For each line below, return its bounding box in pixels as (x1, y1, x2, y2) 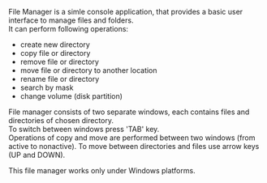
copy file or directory (19, 49, 91, 57)
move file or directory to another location (19, 66, 157, 75)
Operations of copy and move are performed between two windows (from (8, 133, 256, 143)
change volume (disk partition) (19, 91, 123, 100)
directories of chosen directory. (8, 116, 114, 125)
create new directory (19, 40, 91, 49)
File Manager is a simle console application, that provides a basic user (8, 7, 243, 16)
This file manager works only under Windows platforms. (8, 166, 196, 175)
